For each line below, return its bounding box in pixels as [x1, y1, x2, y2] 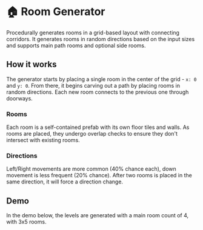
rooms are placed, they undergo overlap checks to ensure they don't [6, 130, 178, 137]
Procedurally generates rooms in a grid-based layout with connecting [6, 28, 180, 36]
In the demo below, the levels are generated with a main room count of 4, [6, 212, 189, 219]
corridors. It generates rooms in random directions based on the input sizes [6, 35, 195, 42]
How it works [6, 59, 57, 70]
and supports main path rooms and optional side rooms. [6, 42, 147, 49]
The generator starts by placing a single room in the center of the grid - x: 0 [6, 75, 197, 82]
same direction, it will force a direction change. [6, 178, 123, 185]
